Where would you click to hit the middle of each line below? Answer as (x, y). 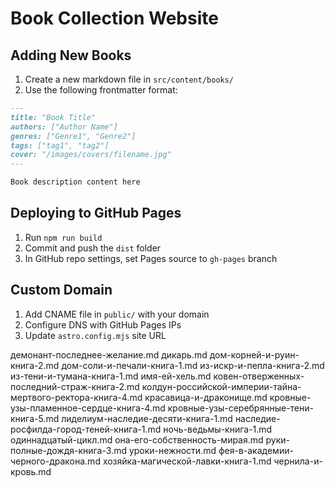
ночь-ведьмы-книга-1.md (218, 429)
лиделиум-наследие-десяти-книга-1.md (147, 418)
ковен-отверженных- (259, 376)
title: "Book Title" (53, 117)
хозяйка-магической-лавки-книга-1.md (187, 461)
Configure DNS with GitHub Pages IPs (103, 324)
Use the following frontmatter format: (101, 90)
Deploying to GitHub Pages (96, 213)
